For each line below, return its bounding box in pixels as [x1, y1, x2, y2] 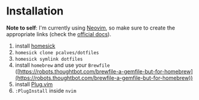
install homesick [14, 42, 55, 49]
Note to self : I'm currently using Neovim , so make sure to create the [6, 24, 175, 31]
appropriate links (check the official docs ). [6, 30, 112, 37]
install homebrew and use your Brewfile [14, 61, 110, 69]
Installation [6, 4, 64, 18]
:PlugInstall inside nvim [14, 87, 77, 94]
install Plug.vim [14, 80, 53, 88]
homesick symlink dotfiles [14, 56, 83, 62]
